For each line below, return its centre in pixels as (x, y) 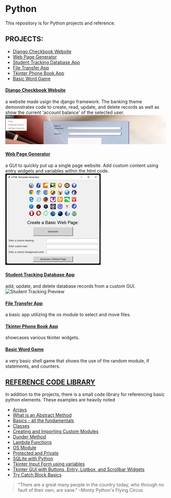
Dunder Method (29, 437)
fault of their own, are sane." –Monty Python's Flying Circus (80, 490)
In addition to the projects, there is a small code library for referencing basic (85, 394)
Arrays (20, 410)
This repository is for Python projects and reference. (60, 23)
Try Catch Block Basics (37, 475)
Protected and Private (35, 453)
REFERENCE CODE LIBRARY (50, 382)
